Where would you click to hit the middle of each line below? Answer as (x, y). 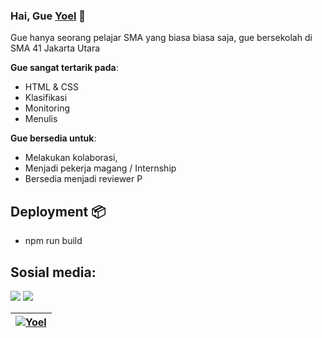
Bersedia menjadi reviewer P (83, 179)
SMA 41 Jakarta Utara (55, 48)
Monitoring (47, 108)
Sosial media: (53, 272)
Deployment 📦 (58, 211)
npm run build (53, 241)
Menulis (41, 119)
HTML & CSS (51, 87)
